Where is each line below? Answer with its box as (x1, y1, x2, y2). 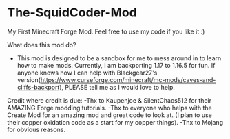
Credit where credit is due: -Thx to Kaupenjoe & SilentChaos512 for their (7, 96, 212, 104)
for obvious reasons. (7, 125, 66, 134)
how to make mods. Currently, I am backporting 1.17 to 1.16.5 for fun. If (17, 61, 216, 69)
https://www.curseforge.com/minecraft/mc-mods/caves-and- (40, 75, 216, 84)
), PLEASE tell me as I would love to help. (59, 83, 176, 91)
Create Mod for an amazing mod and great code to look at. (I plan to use (7, 111, 212, 119)
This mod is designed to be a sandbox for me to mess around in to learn (17, 53, 222, 62)
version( (17, 75, 41, 84)
